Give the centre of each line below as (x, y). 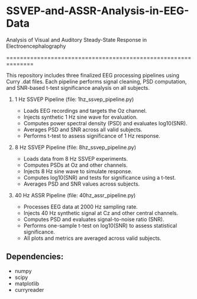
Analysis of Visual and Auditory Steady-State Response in (77, 40)
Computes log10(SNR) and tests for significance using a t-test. (100, 177)
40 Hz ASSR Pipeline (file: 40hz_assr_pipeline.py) (75, 195)
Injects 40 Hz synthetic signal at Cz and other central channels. (101, 213)
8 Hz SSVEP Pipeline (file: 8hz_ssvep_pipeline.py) (75, 147)
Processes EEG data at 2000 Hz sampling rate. (80, 207)
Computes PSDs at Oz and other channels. (76, 165)
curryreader (29, 290)
